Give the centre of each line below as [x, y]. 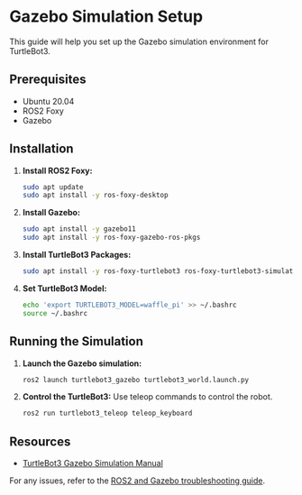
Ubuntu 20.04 [48, 101]
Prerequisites [48, 80]
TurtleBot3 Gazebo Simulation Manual [93, 463]
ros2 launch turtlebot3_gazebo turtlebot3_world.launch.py [136, 380]
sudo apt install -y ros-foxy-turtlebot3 [101, 271]
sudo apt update [53, 187]
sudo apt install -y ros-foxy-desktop [95, 196]
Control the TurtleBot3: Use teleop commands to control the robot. [147, 397]
